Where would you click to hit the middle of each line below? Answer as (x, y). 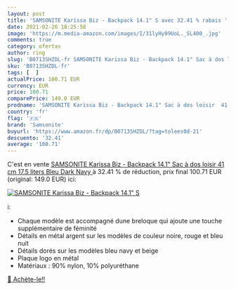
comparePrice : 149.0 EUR (44, 99)
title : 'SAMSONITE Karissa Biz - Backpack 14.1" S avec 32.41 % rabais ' (118, 20)
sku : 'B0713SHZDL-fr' (39, 66)
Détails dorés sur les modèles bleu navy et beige (88, 251)
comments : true (29, 40)
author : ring (26, 53)
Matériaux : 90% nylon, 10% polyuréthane (78, 266)
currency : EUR (28, 86)
